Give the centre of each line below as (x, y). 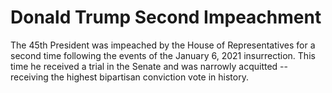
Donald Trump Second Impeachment (166, 17)
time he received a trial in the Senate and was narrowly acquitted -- (149, 66)
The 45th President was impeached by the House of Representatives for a (163, 45)
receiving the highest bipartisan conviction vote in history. (129, 77)
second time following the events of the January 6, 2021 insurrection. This (163, 55)
